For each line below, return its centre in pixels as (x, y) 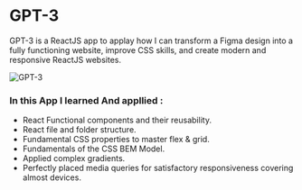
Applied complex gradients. (74, 158)
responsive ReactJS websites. (66, 59)
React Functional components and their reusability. (117, 120)
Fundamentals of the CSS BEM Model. (94, 149)
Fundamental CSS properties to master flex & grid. (116, 140)
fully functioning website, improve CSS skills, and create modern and (138, 50)
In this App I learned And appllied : (86, 100)
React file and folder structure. (80, 130)
